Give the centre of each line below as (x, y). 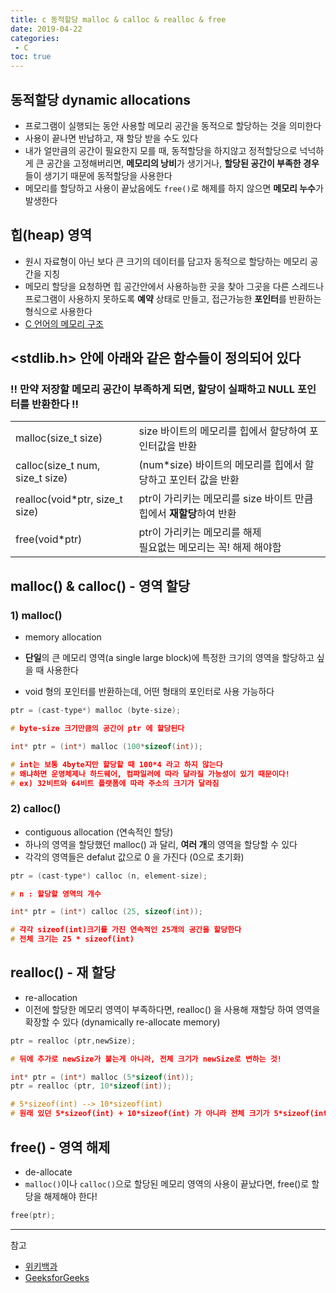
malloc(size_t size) (59, 438)
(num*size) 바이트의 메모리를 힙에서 (220, 465)
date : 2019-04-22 (46, 29)
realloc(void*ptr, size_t (69, 499)
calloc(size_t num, (58, 466)
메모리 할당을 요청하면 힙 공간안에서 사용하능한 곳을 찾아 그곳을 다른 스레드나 (174, 286)
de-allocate (48, 1172)
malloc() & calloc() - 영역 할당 (100, 586)
